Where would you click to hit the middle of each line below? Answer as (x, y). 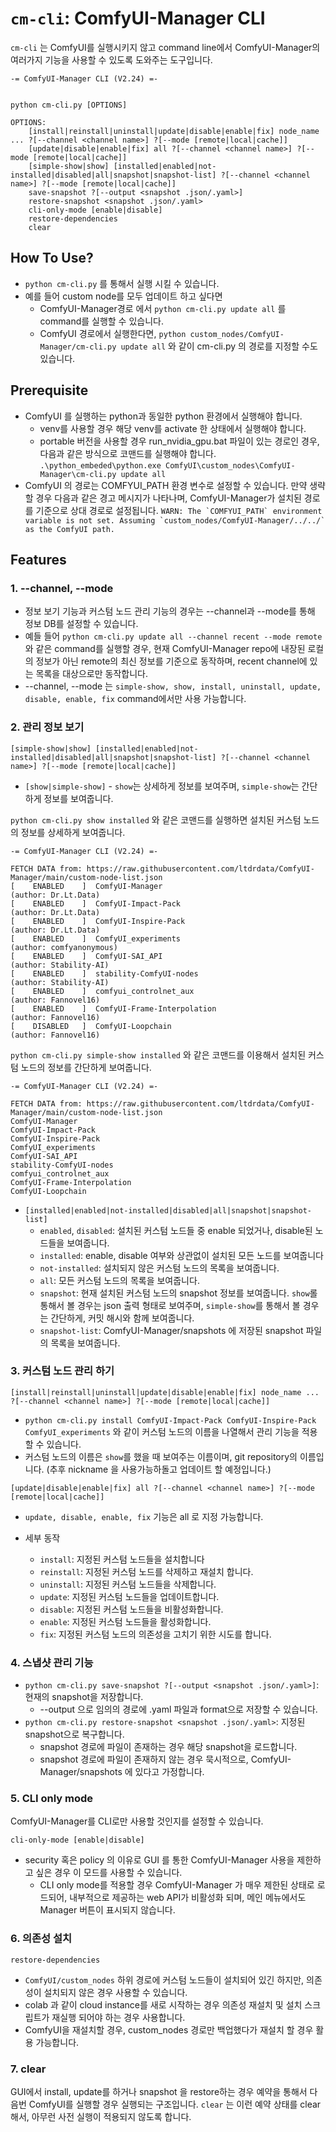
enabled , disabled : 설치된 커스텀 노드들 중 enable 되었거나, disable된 (176, 1230)
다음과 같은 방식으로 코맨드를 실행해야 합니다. (128, 453)
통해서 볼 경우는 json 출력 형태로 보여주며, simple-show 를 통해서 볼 (170, 1305)
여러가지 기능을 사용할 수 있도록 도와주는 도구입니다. (111, 59)
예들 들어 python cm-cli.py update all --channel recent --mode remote (173, 636)
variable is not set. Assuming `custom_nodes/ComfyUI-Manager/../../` (175, 520)
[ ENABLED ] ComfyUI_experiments (96, 938)
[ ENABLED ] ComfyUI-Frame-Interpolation (113, 1008)
